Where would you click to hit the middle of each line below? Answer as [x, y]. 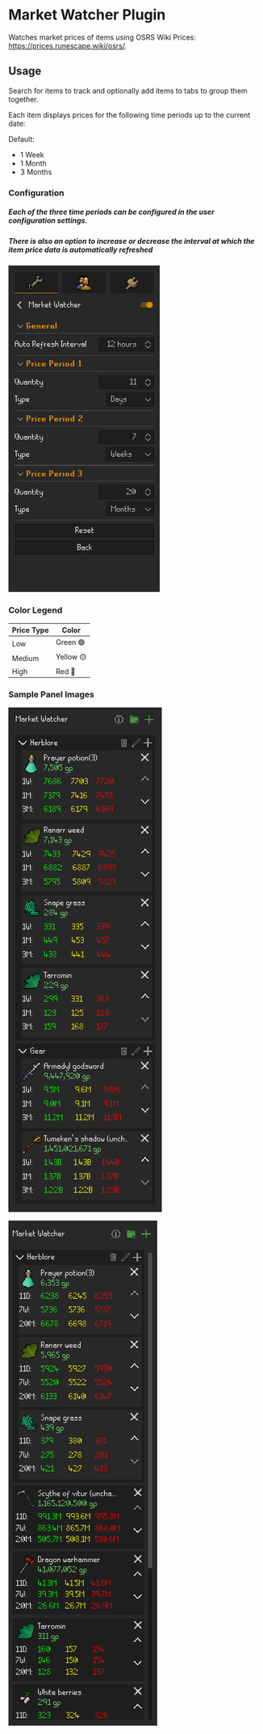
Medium [25, 658]
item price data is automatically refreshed [81, 249]
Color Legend [35, 609]
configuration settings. [48, 220]
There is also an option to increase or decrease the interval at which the [132, 241]
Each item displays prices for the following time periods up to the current [129, 115]
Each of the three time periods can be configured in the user [112, 212]
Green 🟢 [71, 643]
